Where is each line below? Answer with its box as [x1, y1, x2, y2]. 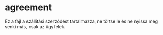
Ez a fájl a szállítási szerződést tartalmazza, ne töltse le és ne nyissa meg [5, 18, 158, 24]
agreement [5, 2, 52, 13]
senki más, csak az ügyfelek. [5, 23, 66, 29]
